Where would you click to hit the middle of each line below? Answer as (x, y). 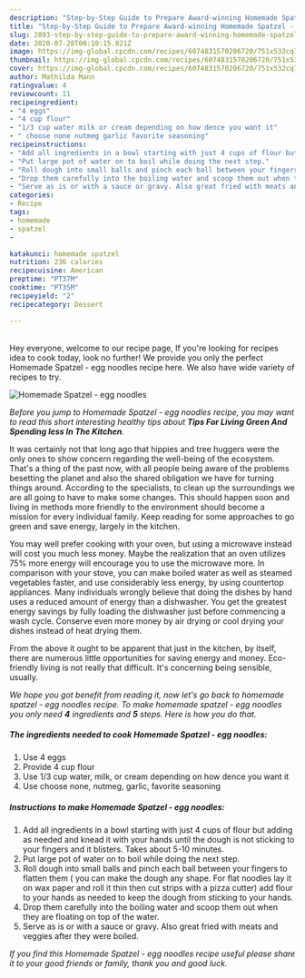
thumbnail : (30, 60)
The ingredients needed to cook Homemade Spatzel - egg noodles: (138, 735)
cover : (22, 69)
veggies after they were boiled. (80, 936)
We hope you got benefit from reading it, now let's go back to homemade (147, 695)
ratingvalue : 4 (38, 85)
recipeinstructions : (49, 144)
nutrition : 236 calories (56, 262)
